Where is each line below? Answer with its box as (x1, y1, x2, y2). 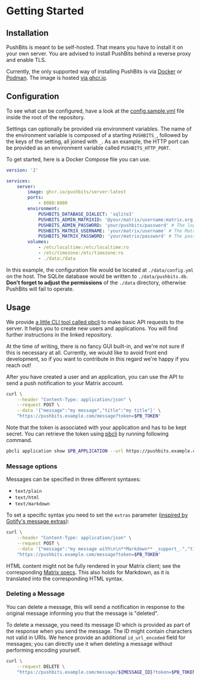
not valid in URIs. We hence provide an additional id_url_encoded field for (6, 633, 186, 641)
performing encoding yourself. (6, 646, 81, 654)
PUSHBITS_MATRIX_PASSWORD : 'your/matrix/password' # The (37, 234, 183, 240)
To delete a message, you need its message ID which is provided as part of (6, 621, 190, 628)
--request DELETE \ (17, 663, 65, 670)
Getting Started (6, 4, 85, 18)
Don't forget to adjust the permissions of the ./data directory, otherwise (6, 279, 186, 286)
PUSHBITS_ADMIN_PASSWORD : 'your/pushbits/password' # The (37, 222, 185, 228)
